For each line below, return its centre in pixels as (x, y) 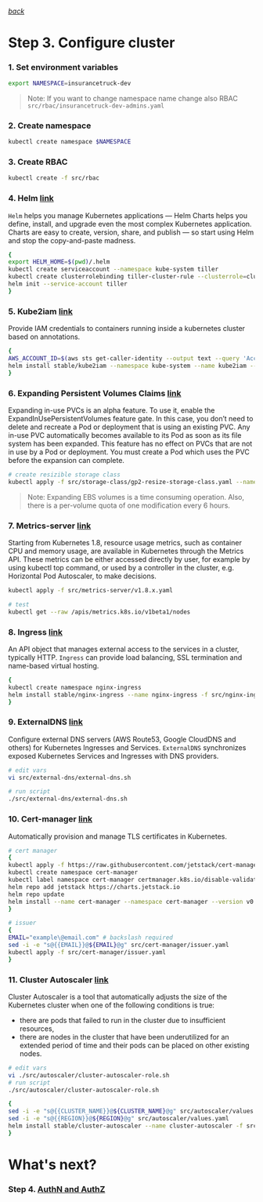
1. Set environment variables (63, 67)
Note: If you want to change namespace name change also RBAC (133, 98)
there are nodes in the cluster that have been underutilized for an (124, 1036)
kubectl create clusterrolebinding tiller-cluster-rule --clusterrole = (127, 277)
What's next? (52, 1164)
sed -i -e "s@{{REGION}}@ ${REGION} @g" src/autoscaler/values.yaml (119, 1119)
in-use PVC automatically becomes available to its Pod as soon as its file (125, 435)
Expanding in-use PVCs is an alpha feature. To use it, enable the (112, 410)
